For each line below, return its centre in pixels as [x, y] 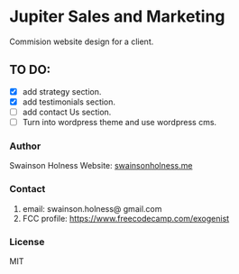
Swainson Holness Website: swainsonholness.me [101, 166]
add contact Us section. [67, 112]
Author [25, 146]
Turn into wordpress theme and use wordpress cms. [119, 122]
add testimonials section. [69, 102]
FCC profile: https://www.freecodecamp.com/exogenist [126, 218]
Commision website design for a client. [82, 41]
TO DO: [30, 70]
